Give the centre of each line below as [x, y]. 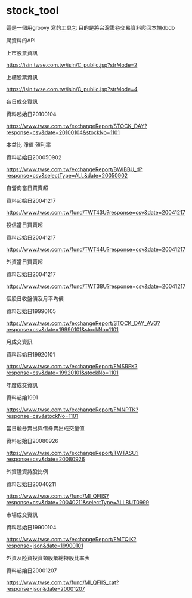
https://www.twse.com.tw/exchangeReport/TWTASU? [72, 453]
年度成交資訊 [22, 385]
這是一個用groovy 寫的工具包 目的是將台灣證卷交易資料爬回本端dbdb [91, 27]
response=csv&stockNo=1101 [42, 416]
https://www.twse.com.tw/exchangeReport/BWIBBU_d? [74, 169]
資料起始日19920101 [31, 354]
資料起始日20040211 [31, 484]
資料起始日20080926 [32, 441]
